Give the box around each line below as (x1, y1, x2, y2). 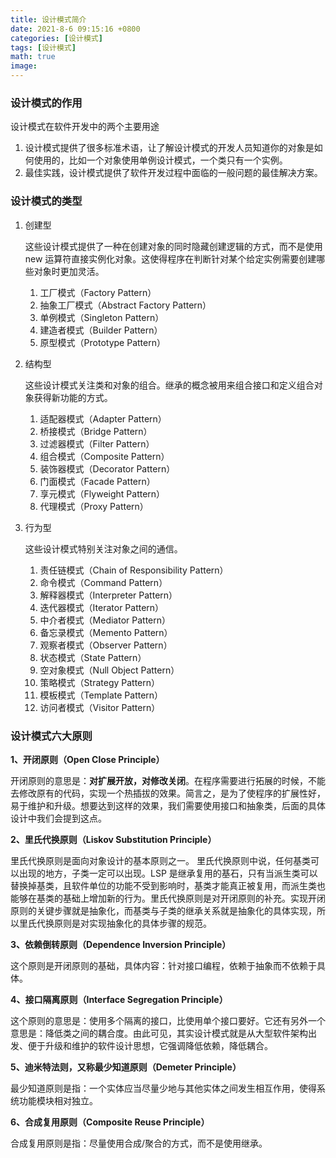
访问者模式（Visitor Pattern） (39, 701, 161, 713)
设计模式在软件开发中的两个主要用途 (10, 121, 160, 133)
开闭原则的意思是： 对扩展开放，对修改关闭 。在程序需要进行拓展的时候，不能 (10, 774, 326, 786)
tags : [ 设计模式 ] (10, 42, 77, 53)
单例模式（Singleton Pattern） (39, 311, 165, 323)
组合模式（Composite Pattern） (39, 450, 170, 462)
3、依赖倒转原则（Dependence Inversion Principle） (10, 938, 232, 950)
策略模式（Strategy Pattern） (39, 676, 161, 688)
